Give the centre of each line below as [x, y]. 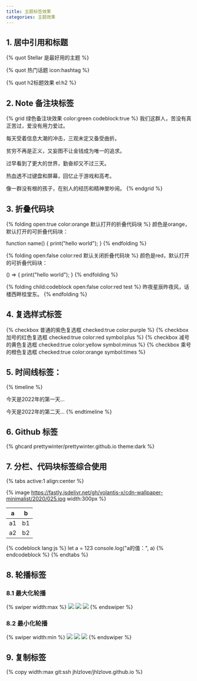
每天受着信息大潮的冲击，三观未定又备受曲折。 [63, 139]
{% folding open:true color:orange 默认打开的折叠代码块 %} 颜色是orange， [98, 224]
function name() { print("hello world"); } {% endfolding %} [76, 243]
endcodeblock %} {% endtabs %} [47, 555]
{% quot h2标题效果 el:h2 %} [41, 83]
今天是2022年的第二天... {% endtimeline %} [59, 412]
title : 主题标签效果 [29, 11]
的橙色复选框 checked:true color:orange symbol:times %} [76, 352]
